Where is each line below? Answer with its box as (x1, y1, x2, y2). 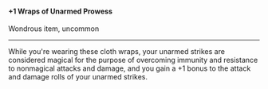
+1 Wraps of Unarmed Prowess (8, 6, 113, 16)
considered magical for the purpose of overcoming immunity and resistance (8, 56, 258, 65)
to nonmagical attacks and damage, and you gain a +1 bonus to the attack (8, 64, 251, 73)
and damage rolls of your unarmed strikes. (8, 72, 148, 82)
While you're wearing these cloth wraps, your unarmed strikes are (8, 47, 226, 56)
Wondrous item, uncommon (8, 24, 100, 33)
